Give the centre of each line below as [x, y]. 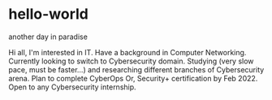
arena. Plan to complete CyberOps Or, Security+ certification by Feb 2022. [133, 78]
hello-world [49, 14]
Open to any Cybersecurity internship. [72, 87]
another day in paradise [48, 37]
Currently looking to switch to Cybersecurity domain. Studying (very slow [131, 61]
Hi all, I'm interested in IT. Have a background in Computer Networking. [127, 52]
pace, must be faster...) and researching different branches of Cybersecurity [136, 69]
